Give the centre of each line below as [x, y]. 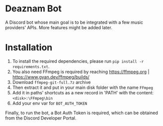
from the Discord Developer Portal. [41, 118]
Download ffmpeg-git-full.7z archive [51, 82]
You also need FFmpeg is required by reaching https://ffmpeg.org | [81, 72]
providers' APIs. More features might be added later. [59, 27]
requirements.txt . [31, 66]
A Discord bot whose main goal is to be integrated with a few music [74, 22]
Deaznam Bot [34, 9]
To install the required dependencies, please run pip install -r [78, 61]
